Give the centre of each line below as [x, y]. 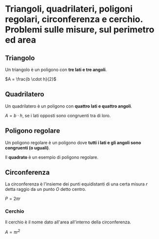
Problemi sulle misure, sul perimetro [80, 30]
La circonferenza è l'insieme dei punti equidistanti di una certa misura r [76, 184]
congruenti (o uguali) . [28, 147]
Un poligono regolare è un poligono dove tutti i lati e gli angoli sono [73, 143]
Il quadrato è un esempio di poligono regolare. [52, 157]
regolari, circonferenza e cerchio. [74, 19]
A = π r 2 [13, 232]
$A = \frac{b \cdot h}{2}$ [31, 79]
